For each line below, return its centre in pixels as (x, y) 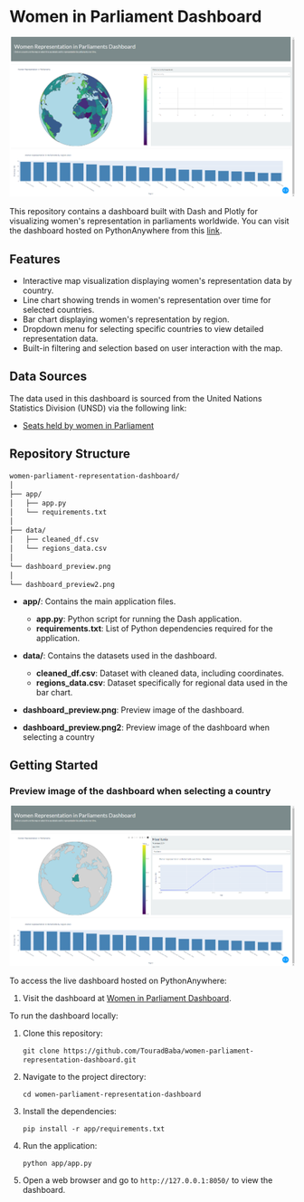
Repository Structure (70, 454)
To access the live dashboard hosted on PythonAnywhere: (119, 980)
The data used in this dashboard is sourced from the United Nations (136, 398)
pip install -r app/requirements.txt (94, 1129)
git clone (41, 1051)
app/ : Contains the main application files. (99, 601)
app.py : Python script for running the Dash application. (139, 619)
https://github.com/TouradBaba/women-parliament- (158, 1051)
